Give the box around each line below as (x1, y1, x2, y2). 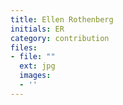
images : (19, 71, 52, 81)
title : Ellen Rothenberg (10, 14, 114, 25)
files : (10, 42, 38, 53)
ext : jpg (19, 61, 56, 71)
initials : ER (10, 24, 65, 34)
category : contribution (10, 33, 110, 43)
